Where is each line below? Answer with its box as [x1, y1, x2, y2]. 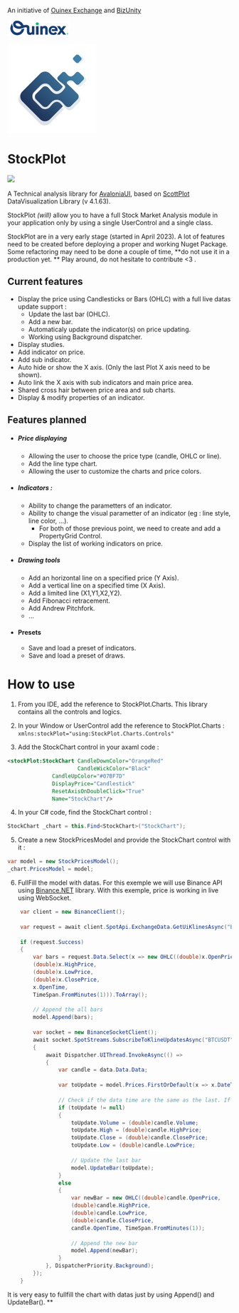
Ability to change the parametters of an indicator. [28, 501, 172, 510]
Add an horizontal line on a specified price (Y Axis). [28, 574, 179, 583]
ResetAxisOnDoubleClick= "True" [52, 788, 144, 795]
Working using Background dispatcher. [28, 332, 142, 341]
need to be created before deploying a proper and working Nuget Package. [7, 239, 228, 248]
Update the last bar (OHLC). [28, 310, 110, 318]
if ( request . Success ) [20, 938, 84, 945]
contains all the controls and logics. [17, 708, 122, 716]
